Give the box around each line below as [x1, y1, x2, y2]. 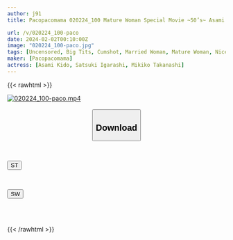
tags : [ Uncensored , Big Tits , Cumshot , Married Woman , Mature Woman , [7, 49, 213, 56]
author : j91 [7, 10, 42, 17]
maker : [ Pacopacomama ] [7, 55, 73, 63]
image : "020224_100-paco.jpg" [7, 42, 95, 49]
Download [96, 122, 137, 133]
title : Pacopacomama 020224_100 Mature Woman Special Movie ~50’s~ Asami [7, 17, 225, 24]
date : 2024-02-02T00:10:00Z [7, 35, 89, 42]
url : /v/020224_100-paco [7, 29, 79, 36]
